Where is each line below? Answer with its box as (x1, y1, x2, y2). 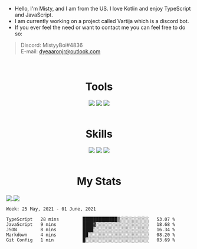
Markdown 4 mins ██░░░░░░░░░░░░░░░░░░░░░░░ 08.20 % (6, 232, 176, 238)
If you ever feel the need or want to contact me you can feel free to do (14, 24, 186, 31)
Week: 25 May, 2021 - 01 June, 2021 (6, 206, 96, 212)
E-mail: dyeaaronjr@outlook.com (20, 48, 101, 55)
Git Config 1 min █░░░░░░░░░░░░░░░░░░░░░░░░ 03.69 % (6, 237, 176, 243)
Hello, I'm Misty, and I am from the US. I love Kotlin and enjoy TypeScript (14, 5, 191, 12)
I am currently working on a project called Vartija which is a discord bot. (14, 18, 189, 24)
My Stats (76, 174, 122, 188)
